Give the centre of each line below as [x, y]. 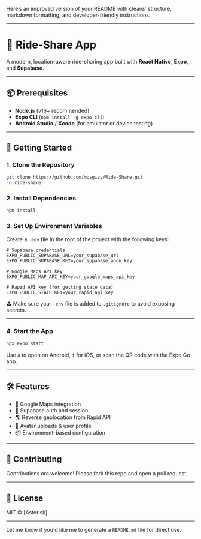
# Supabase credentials [36, 250]
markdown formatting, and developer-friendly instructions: [78, 15]
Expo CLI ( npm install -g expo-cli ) [60, 117]
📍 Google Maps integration [48, 404]
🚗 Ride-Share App [51, 45]
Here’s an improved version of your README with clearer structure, [89, 9]
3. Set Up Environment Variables [54, 226]
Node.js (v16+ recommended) [52, 110]
